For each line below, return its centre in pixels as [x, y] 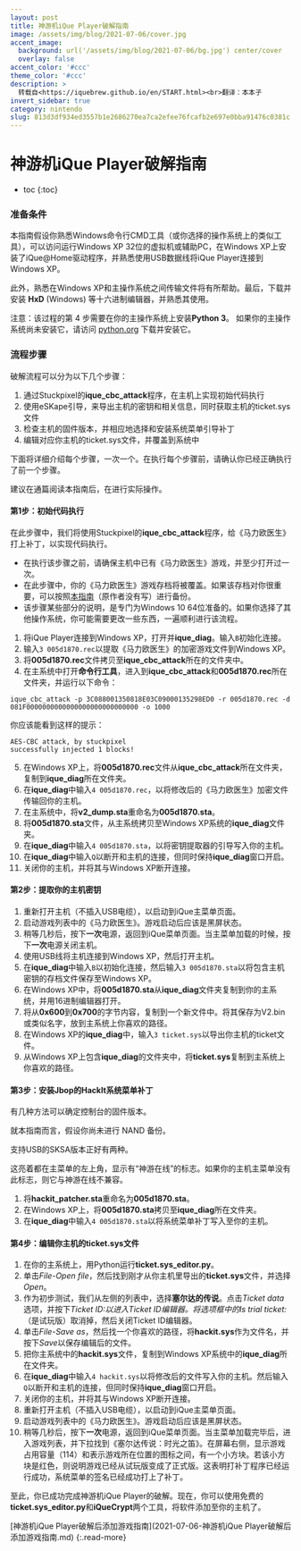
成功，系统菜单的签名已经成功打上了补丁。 [109, 1477]
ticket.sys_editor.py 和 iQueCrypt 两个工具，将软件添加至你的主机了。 [138, 1507]
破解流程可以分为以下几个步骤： [69, 375]
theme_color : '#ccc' [49, 76]
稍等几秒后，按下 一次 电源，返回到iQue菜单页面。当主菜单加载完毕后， [153, 1432]
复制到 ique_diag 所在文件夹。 [77, 778]
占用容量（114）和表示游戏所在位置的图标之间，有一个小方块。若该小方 [154, 1454]
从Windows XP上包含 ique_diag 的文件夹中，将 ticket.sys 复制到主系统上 [154, 1057]
